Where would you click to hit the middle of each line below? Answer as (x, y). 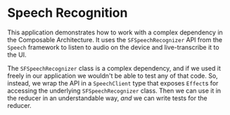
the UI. (17, 55)
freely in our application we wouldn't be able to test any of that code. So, (113, 76)
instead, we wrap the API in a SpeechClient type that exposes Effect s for (113, 83)
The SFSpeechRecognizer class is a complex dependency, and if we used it (114, 68)
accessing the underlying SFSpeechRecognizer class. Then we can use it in (114, 90)
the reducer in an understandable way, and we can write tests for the (107, 98)
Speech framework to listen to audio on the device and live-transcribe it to (113, 47)
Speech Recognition (68, 13)
